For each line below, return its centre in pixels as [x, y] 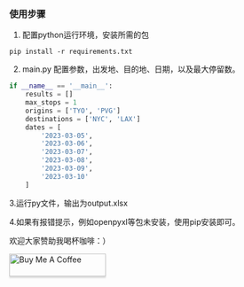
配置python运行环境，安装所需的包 [85, 35]
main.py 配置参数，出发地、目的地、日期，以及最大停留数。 [131, 69]
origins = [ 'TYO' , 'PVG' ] [73, 111]
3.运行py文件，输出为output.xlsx [69, 203]
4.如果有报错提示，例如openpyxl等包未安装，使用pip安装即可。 [125, 221]
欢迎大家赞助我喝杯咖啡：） [60, 240]
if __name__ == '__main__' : [61, 86]
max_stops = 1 [51, 103]
